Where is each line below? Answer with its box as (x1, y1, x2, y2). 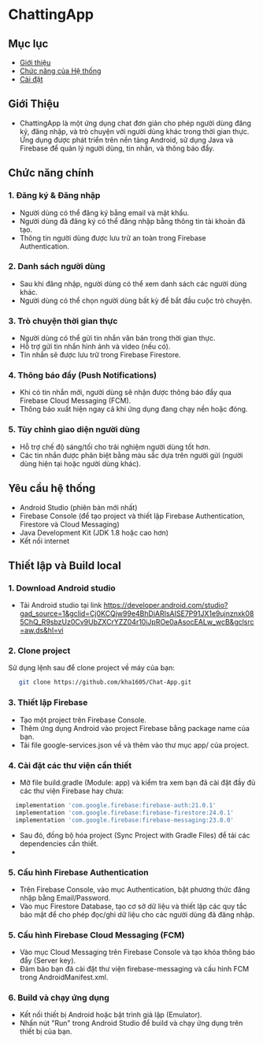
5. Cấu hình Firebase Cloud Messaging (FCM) (8, 929, 185, 940)
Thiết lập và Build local (8, 558, 122, 572)
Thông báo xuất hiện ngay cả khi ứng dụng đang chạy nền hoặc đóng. (19, 405, 248, 414)
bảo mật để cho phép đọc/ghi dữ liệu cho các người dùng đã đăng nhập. (19, 909, 255, 919)
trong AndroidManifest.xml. (19, 972, 109, 982)
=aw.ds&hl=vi (19, 625, 64, 636)
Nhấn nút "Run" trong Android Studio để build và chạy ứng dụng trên (19, 1019, 243, 1028)
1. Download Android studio (8, 582, 116, 593)
